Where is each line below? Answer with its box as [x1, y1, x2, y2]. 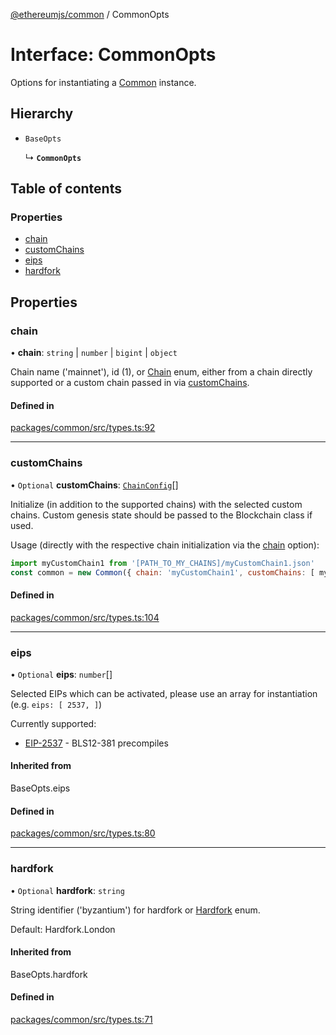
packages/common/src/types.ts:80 [10, 827, 156, 839]
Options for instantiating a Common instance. [10, 76, 197, 88]
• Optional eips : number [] [10, 668, 113, 680]
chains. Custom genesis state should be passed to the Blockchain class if [10, 509, 313, 521]
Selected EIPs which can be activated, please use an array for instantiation [10, 687, 318, 699]
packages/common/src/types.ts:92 [10, 422, 156, 434]
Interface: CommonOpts [10, 44, 217, 66]
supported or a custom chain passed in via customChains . [10, 377, 250, 389]
